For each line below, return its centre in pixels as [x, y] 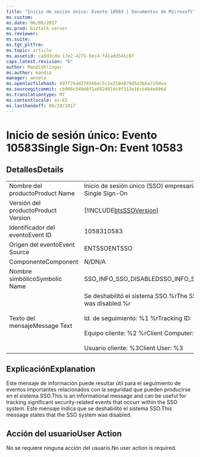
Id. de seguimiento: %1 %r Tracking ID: [138, 318]
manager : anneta [26, 78]
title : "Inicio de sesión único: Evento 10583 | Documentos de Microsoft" [101, 12]
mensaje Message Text [41, 325]
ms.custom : [20, 17]
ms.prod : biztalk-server [37, 28]
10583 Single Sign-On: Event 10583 [95, 148]
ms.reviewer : [22, 34]
